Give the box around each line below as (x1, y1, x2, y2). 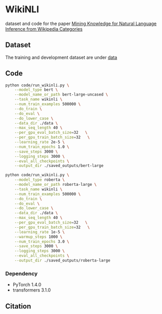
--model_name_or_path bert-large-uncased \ (14, 92, 109, 98)
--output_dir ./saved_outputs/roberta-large (14, 258, 111, 263)
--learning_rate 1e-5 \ (14, 229, 65, 234)
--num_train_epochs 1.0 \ (14, 144, 70, 149)
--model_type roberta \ (14, 177, 65, 182)
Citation (5, 302, 32, 310)
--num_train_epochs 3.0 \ (14, 239, 70, 244)
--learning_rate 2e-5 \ (14, 139, 65, 145)
